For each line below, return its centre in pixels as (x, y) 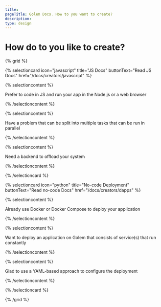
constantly (16, 243)
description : (18, 19)
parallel (13, 128)
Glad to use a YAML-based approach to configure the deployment (71, 271)
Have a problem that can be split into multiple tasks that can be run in (75, 123)
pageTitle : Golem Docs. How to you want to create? (59, 14)
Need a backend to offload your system (45, 156)
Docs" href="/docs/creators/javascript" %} (48, 76)
